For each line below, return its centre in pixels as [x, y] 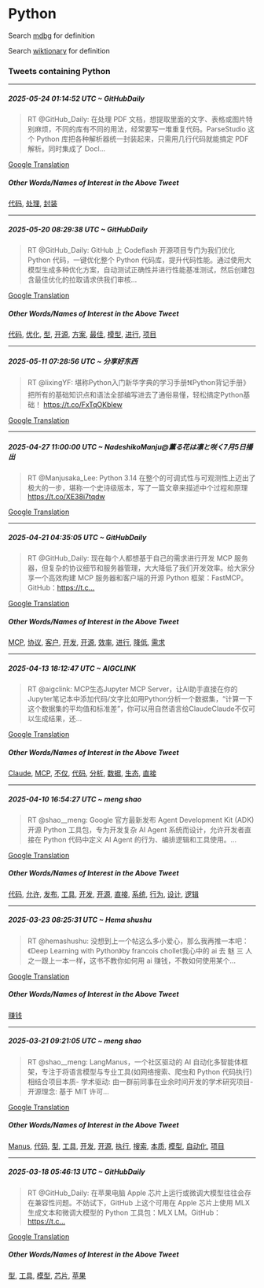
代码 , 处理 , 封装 [33, 204]
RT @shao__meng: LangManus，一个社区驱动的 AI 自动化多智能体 [134, 1062]
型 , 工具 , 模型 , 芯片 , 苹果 [47, 1275]
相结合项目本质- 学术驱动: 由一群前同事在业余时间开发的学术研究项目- [140, 1081]
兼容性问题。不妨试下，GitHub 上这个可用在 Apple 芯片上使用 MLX [142, 1202]
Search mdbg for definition [52, 35]
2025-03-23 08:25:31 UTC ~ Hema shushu [80, 920]
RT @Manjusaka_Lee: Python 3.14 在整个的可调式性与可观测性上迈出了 [141, 478]
